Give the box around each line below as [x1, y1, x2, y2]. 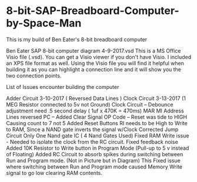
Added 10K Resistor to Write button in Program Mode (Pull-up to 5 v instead [6, 145, 189, 152]
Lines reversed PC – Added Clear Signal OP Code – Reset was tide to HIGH [6, 113, 187, 121]
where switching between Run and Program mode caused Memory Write [6, 163, 183, 170]
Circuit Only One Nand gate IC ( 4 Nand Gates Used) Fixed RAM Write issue [6, 132, 189, 139]
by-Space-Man [6, 16, 82, 30]
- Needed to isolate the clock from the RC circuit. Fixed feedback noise [6, 138, 178, 145]
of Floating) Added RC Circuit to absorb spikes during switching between [6, 150, 183, 157]
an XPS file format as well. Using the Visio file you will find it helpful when [6, 60, 184, 67]
